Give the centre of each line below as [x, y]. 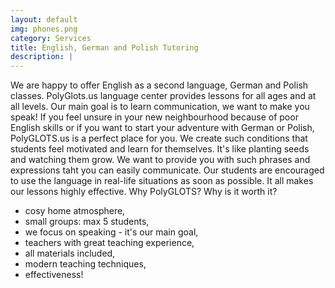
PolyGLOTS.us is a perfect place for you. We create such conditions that [159, 138]
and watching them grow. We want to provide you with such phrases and [160, 160]
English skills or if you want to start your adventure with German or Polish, [162, 128]
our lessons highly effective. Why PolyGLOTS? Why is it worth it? [144, 192]
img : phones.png [44, 29]
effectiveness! [54, 275]
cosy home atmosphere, [75, 211]
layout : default [44, 19]
